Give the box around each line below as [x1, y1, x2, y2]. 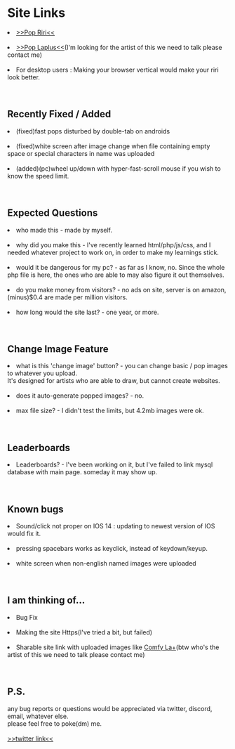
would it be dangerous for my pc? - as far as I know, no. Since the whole [16, 263, 225, 271]
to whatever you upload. [7, 369, 78, 377]
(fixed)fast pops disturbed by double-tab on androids [16, 126, 170, 135]
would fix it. [7, 529, 41, 538]
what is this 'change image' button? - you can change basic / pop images [16, 362, 228, 370]
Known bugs [7, 503, 65, 515]
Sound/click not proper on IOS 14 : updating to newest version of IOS [16, 522, 215, 530]
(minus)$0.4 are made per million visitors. [7, 293, 128, 301]
